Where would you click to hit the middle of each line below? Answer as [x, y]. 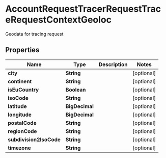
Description [113, 64]
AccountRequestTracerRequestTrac [83, 9]
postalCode [22, 123]
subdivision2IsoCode [34, 140]
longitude [20, 115]
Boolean [76, 89]
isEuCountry [23, 89]
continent [20, 81]
